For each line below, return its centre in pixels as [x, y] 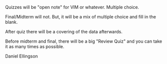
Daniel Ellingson [22, 56]
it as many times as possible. [35, 46]
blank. [11, 22]
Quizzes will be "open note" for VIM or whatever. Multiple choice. [72, 7]
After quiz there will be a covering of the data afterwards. [64, 32]
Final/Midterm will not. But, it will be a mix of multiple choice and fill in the [81, 17]
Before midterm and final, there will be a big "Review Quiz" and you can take [84, 41]
